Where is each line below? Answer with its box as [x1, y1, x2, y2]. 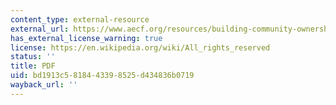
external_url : [10, 24, 70, 34]
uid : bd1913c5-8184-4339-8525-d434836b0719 [10, 71, 195, 81]
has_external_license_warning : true [10, 33, 163, 43]
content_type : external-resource [10, 14, 150, 25]
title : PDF [10, 61, 56, 71]
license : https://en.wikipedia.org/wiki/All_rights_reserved [10, 42, 271, 53]
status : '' [10, 52, 56, 62]
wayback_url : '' [10, 80, 78, 90]
